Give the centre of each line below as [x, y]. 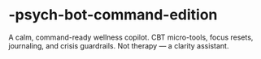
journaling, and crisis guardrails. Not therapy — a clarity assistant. [119, 45]
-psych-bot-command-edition [113, 15]
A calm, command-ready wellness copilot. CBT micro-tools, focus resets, [131, 37]
